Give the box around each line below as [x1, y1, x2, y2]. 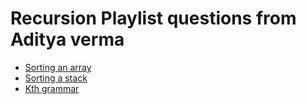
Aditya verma [10, 28, 125, 51]
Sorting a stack [24, 72, 88, 84]
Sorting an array [24, 61, 92, 73]
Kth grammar [24, 82, 80, 94]
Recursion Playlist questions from [10, 7, 297, 30]
